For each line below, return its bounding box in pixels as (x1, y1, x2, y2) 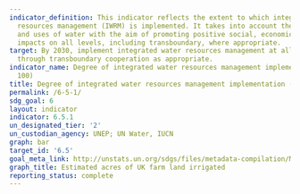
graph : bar (9, 138, 50, 147)
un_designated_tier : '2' (9, 122, 102, 131)
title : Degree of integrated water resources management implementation (9, 80, 286, 89)
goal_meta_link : (9, 154, 70, 164)
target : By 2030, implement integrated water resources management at (9, 46, 278, 55)
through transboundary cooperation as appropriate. (17, 55, 214, 63)
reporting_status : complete (9, 171, 114, 180)
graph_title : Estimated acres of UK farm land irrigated (9, 163, 226, 172)
